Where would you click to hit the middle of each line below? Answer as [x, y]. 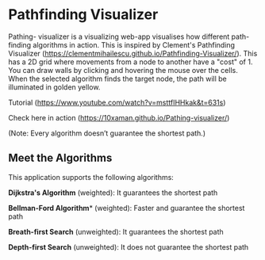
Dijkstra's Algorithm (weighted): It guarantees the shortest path [113, 193]
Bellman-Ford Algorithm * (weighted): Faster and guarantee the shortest [127, 208]
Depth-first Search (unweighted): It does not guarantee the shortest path [129, 247]
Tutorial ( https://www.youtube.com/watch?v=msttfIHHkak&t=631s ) [117, 102]
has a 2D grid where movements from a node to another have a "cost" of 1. [131, 62]
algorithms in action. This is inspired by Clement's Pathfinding [134, 44]
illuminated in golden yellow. [54, 87]
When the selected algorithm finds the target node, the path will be [118, 78]
